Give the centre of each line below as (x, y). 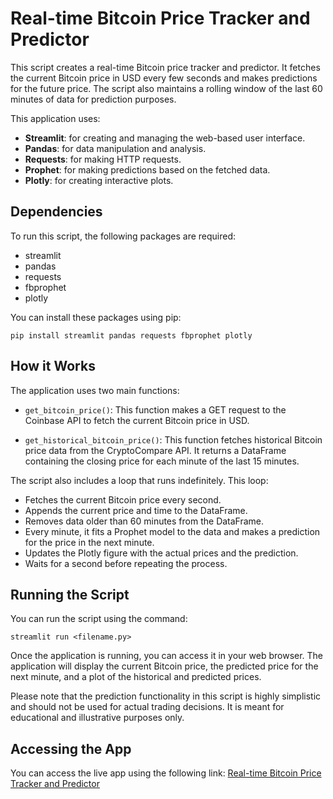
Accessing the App (71, 748)
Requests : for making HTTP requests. (103, 159)
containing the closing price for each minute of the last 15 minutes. (162, 461)
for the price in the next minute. (89, 542)
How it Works (53, 366)
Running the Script (70, 594)
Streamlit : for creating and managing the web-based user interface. (165, 138)
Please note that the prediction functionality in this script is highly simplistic (166, 696)
